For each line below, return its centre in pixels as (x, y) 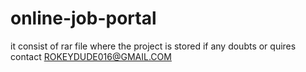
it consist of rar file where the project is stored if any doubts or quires (153, 46)
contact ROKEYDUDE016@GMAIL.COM (91, 56)
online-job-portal (83, 18)
